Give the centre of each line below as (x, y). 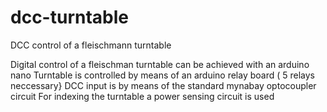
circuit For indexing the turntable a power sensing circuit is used (142, 96)
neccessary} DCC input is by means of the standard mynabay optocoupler (163, 85)
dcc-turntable (69, 17)
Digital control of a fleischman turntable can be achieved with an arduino (160, 64)
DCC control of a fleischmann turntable (91, 45)
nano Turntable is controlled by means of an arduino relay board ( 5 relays (163, 75)
